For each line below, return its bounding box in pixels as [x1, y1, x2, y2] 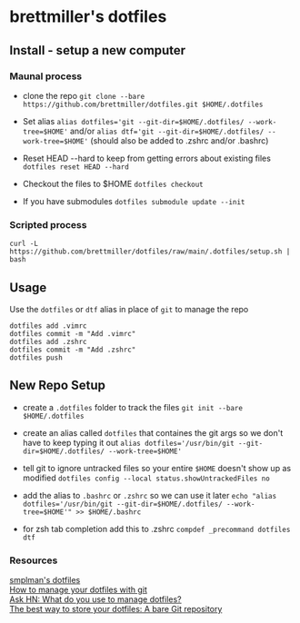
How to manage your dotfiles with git [9, 584, 147, 596]
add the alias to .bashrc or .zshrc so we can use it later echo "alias [22, 489, 277, 500]
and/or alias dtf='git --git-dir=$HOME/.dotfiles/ [69, 125, 265, 136]
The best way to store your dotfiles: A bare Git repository [9, 604, 223, 615]
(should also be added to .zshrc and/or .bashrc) [90, 134, 269, 146]
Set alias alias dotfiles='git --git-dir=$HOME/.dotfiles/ [22, 115, 245, 126]
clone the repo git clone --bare [22, 90, 145, 101]
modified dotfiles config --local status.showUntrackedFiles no [22, 472, 270, 483]
